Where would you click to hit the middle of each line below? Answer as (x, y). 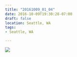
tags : (10, 28)
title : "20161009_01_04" (30, 9)
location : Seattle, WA (28, 23)
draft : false (18, 18)
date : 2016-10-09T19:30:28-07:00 (39, 14)
